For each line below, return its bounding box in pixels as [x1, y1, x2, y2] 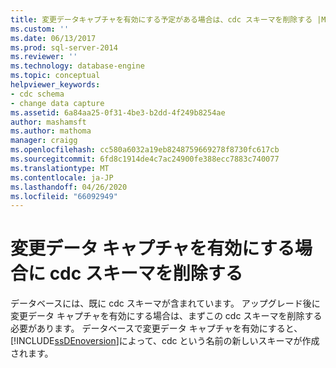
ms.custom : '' [10, 24, 70, 34]
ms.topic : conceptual [10, 71, 101, 81]
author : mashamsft [10, 117, 87, 127]
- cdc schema [10, 89, 65, 99]
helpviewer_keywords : [10, 80, 101, 90]
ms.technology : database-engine [10, 61, 145, 71]
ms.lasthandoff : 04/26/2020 [10, 182, 128, 192]
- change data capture [10, 98, 105, 108]
